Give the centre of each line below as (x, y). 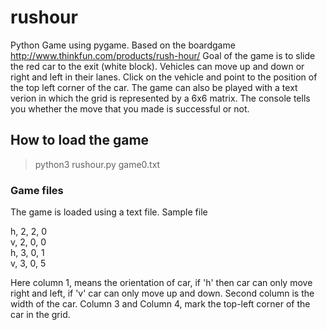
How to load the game (80, 140)
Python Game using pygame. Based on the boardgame (123, 45)
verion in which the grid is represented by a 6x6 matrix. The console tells (160, 98)
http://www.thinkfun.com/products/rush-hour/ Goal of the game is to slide (163, 55)
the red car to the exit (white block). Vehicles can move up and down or (157, 66)
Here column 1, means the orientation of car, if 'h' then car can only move (161, 283)
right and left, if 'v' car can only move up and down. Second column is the (162, 293)
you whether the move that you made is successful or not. (130, 108)
